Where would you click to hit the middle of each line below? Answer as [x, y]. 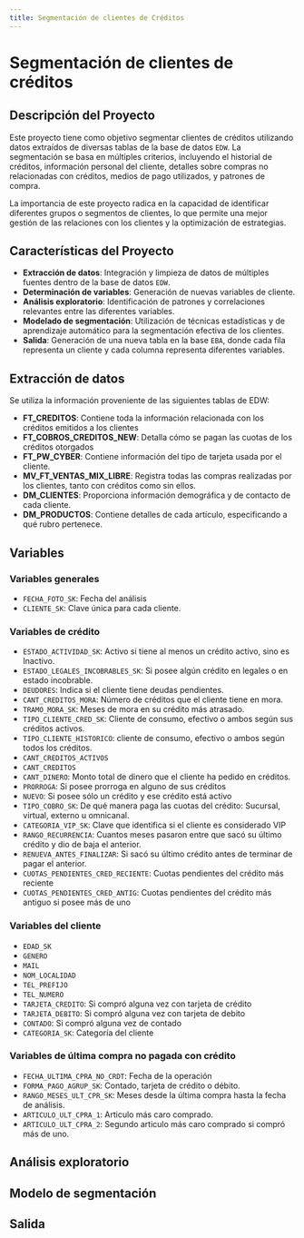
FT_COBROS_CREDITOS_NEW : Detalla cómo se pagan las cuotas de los [157, 438]
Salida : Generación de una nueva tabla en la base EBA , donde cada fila [154, 341]
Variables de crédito [55, 631]
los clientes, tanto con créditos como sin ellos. [109, 486]
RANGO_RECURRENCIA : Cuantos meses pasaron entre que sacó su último [152, 835]
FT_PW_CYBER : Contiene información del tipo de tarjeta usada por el [152, 457]
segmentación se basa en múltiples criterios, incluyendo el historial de [141, 156]
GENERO [35, 956]
